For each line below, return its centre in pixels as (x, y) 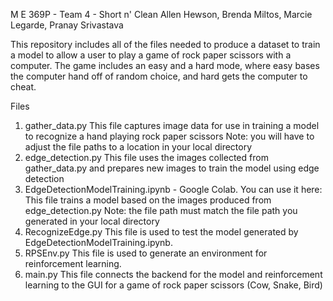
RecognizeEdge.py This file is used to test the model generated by (161, 232)
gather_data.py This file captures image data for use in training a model (172, 125)
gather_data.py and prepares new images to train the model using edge (172, 168)
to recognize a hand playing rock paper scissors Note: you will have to (169, 136)
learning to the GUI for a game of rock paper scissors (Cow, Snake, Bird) (173, 285)
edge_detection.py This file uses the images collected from (146, 157)
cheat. (23, 87)
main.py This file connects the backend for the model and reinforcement (173, 274)
